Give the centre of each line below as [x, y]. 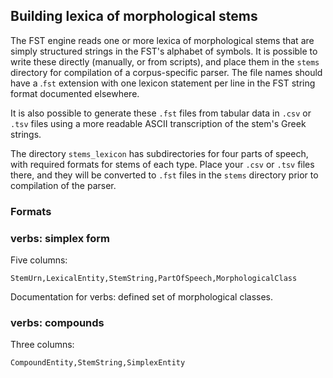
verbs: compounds [57, 322]
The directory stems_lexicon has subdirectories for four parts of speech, [159, 153]
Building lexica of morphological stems [134, 16]
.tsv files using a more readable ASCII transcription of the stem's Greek [158, 123]
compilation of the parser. [63, 185]
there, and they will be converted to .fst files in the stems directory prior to [164, 175]
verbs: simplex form [60, 238]
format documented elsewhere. [75, 93]
